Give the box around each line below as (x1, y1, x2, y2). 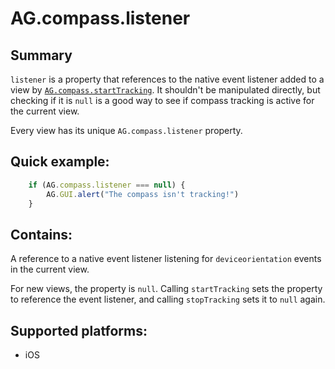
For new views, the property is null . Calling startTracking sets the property (10, 283, 323, 295)
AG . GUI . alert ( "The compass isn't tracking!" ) (46, 189, 240, 199)
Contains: (10, 226, 73, 243)
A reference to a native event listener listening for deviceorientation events (10, 253, 322, 265)
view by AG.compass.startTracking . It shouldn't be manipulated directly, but (10, 84, 321, 96)
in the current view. (10, 263, 90, 276)
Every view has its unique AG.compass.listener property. (10, 125, 243, 136)
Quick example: (10, 153, 110, 171)
